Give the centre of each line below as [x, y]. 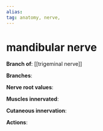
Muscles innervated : [33, 99]
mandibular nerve [52, 47]
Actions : [17, 123]
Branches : [19, 75]
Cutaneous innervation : [37, 111]
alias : [14, 12]
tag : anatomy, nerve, [33, 18]
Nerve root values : [30, 88]
